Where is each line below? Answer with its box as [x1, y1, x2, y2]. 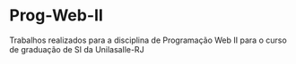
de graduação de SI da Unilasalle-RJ [9, 44, 145, 54]
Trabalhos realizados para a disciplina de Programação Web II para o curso [9, 35, 287, 45]
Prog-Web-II [9, 5, 103, 26]
